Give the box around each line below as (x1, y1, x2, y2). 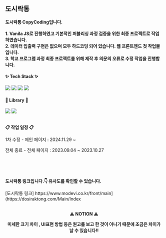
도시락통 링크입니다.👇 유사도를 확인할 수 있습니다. (5, 178, 101, 184)
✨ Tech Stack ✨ (5, 73, 38, 79)
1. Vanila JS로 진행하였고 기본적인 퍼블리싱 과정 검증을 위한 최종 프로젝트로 (5, 30, 150, 36)
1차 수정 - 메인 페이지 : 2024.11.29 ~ (5, 136, 76, 142)
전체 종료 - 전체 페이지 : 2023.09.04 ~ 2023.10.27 (5, 147, 104, 153)
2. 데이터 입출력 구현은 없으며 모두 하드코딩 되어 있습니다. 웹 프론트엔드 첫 (5, 43, 147, 49)
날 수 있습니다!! (69, 227, 99, 233)
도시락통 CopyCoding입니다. (5, 19, 63, 25)
